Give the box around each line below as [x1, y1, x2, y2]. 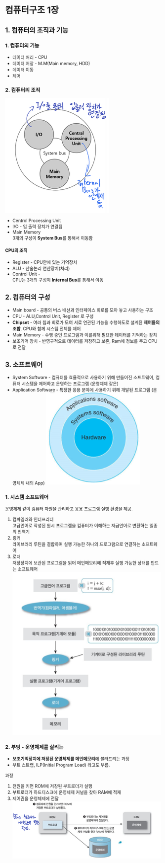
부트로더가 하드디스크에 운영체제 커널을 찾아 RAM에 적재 [12, 789, 121, 795]
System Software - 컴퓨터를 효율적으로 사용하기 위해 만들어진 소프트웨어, [12, 375, 155, 380]
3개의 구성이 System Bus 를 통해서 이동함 [12, 235, 93, 241]
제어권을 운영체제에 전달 [12, 795, 59, 801]
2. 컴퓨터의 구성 [5, 293, 50, 301]
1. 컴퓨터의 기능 [5, 42, 40, 49]
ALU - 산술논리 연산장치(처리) [12, 265, 70, 271]
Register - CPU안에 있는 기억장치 [12, 259, 78, 265]
